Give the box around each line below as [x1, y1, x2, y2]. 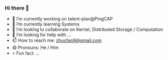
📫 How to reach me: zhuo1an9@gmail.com [12, 37, 102, 43]
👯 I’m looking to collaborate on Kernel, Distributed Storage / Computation [12, 26, 163, 32]
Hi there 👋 [5, 4, 30, 11]
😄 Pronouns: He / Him [12, 44, 59, 50]
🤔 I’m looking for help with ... [12, 32, 71, 38]
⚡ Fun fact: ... [12, 50, 40, 56]
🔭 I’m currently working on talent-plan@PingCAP [12, 16, 113, 22]
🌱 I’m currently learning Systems [12, 21, 80, 27]
